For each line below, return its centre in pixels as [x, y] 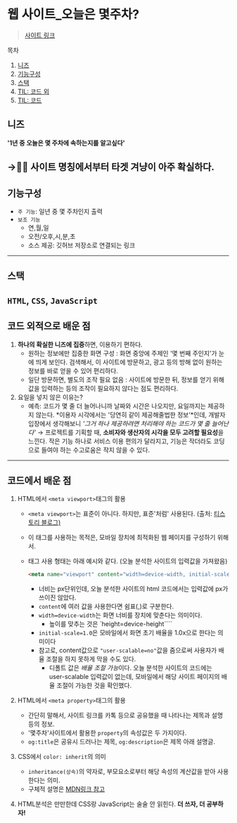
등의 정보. [41, 724]
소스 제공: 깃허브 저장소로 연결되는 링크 [82, 245]
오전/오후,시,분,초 [52, 236]
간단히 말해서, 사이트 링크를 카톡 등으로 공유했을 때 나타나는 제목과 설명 [126, 715]
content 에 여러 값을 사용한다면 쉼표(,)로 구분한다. [106, 607]
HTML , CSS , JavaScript [53, 300]
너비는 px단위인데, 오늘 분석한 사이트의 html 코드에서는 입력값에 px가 [133, 589]
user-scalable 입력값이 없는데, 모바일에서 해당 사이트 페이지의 [134, 677]
